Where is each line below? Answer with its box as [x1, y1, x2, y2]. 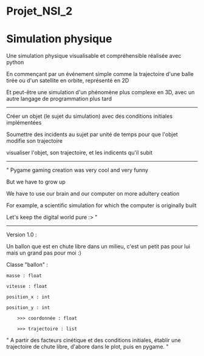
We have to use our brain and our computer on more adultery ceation [6, 190, 180, 197]
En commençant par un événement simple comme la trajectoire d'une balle [6, 70, 194, 78]
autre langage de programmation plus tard [6, 95, 112, 103]
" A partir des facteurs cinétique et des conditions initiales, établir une [6, 337, 181, 344]
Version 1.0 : [6, 231, 37, 238]
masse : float [6, 273, 42, 279]
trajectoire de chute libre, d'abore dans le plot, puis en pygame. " [6, 343, 169, 351]
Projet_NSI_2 [6, 4, 73, 18]
